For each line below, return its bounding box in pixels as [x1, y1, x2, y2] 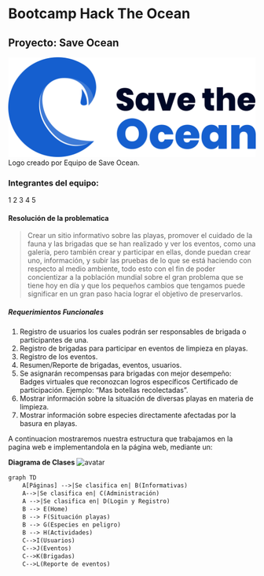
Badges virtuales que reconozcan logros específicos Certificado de [19, 377, 238, 387]
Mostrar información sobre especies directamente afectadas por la [19, 410, 236, 420]
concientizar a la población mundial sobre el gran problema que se [27, 273, 244, 282]
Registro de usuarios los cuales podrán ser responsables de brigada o [19, 327, 247, 336]
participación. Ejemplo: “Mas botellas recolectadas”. [19, 386, 189, 395]
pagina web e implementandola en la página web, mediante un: [8, 442, 213, 452]
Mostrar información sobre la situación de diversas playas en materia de [19, 394, 254, 403]
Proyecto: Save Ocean [8, 36, 119, 50]
